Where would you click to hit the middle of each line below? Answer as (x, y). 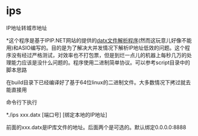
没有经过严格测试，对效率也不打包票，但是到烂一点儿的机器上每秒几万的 (99, 55)
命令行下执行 (22, 102)
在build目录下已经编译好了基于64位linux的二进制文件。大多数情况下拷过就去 (98, 82)
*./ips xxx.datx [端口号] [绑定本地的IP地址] (57, 115)
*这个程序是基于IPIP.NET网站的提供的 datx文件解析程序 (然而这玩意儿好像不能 (99, 40)
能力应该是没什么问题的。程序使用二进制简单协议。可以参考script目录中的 (100, 62)
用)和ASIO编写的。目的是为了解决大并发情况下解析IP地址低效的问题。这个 (95, 48)
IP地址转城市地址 (27, 28)
